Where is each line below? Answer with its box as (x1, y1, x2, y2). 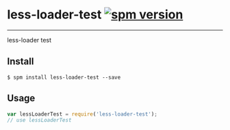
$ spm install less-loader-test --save (7, 74, 121, 81)
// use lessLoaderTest (7, 117, 72, 124)
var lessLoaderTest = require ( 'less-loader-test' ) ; (7, 110, 157, 118)
